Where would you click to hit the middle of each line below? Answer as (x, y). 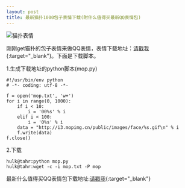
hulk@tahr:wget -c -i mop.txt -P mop (54, 166)
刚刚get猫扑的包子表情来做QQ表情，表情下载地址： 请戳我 (78, 48)
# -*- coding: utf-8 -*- (37, 85)
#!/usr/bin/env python (35, 80)
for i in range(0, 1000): (39, 101)
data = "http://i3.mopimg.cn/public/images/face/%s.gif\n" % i (98, 127)
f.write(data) (35, 133)
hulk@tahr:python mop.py (37, 161)
